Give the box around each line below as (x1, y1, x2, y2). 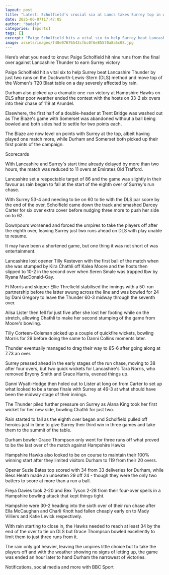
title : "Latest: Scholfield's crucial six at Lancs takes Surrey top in (5, 12, 161, 17)
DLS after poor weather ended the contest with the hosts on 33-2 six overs (5, 95, 160, 101)
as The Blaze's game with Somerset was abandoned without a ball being (5, 115, 156, 121)
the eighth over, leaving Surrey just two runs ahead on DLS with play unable (5, 227, 162, 233)
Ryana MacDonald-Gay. (5, 274, 54, 280)
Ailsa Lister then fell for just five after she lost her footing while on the (5, 309, 149, 315)
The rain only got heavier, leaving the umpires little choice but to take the (5, 543, 156, 549)
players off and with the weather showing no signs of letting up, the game (5, 549, 158, 555)
